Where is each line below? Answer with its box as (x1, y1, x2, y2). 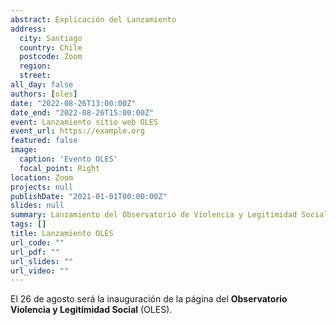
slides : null (10, 201, 65, 211)
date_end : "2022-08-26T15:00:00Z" (10, 107, 155, 118)
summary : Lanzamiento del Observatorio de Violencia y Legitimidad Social (10, 210, 329, 220)
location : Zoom (10, 172, 74, 183)
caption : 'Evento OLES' (19, 154, 118, 164)
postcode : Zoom (19, 52, 83, 62)
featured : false (10, 136, 78, 146)
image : (10, 145, 38, 155)
